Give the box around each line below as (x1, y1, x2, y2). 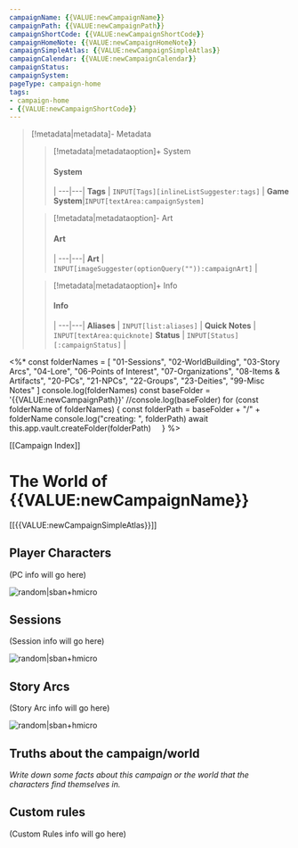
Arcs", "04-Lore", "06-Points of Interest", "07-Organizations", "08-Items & (9, 366, 280, 376)
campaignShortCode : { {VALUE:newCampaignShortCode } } (9, 29, 205, 38)
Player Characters (9, 546, 112, 561)
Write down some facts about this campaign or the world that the (9, 770, 249, 780)
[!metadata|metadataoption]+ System (52, 146, 191, 157)
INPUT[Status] (186, 331, 239, 340)
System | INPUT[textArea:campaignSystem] (52, 195, 205, 206)
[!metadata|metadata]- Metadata (30, 128, 152, 139)
